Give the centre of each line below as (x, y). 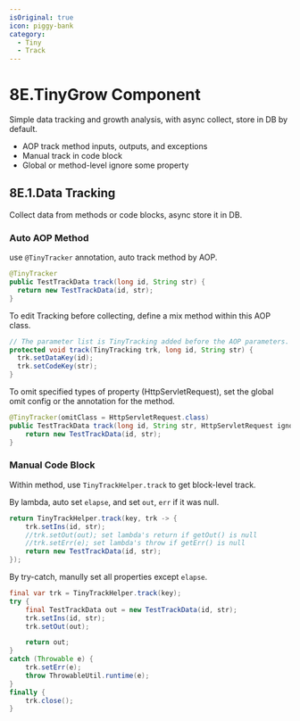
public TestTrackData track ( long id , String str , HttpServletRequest (142, 426)
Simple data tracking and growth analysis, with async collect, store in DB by (149, 120)
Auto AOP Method (49, 237)
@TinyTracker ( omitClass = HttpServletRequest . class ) (109, 418)
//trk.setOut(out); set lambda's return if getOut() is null (141, 535)
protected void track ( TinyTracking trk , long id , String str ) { (131, 350)
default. (24, 129)
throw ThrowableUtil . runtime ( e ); (87, 675)
